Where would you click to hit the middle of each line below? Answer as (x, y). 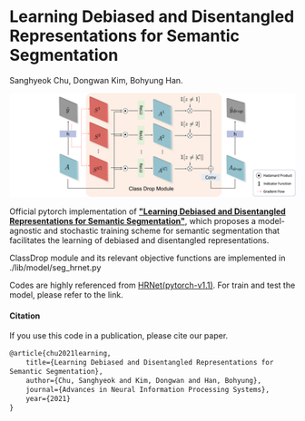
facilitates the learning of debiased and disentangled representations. (139, 240)
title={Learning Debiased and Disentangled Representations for (150, 363)
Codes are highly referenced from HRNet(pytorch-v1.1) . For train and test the (152, 285)
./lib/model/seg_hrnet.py (55, 268)
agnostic (26, 231)
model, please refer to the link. (67, 295)
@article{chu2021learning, (60, 354)
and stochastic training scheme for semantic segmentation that (162, 231)
